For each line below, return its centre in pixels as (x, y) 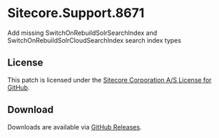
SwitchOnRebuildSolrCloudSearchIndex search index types (95, 40)
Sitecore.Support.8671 (76, 13)
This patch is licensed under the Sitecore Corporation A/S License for (109, 80)
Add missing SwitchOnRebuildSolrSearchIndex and (82, 33)
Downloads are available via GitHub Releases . (75, 127)
